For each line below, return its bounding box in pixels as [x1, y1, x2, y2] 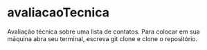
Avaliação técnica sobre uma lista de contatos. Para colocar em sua [7, 27, 201, 36]
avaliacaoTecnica [7, 5, 109, 21]
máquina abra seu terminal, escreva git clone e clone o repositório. [7, 34, 198, 42]
